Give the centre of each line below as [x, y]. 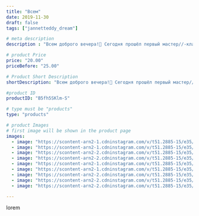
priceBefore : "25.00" [33, 66]
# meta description [30, 39]
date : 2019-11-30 [28, 17]
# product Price [26, 55]
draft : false [22, 22]
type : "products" [28, 115]
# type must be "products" [39, 109]
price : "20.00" [25, 60]
